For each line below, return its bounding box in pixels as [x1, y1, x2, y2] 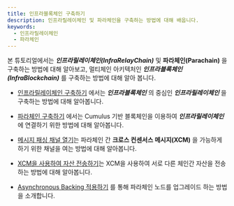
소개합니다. [24, 191, 56, 200]
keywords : [7, 23, 36, 30]
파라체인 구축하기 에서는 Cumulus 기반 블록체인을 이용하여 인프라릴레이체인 [17, 112, 224, 121]
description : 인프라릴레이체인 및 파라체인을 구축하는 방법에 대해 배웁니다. [7, 17, 199, 24]
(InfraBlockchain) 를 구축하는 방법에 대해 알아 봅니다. [7, 74, 156, 82]
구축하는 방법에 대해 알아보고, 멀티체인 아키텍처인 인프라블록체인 [7, 65, 183, 73]
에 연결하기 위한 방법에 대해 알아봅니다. [17, 121, 124, 129]
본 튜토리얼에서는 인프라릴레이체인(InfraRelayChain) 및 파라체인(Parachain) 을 [7, 57, 228, 65]
